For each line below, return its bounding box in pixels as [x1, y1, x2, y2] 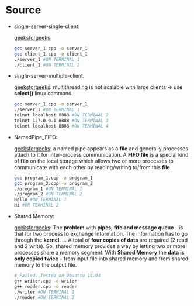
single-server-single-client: [13, 23, 80, 30]
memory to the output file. [13, 262, 77, 269]
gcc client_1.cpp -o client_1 [13, 51, 88, 57]
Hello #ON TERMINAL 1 [13, 197, 67, 202]
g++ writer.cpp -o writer [13, 278, 77, 284]
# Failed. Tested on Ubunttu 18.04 [13, 273, 101, 279]
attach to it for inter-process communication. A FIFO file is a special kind [13, 151, 189, 158]
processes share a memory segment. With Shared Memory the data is [13, 249, 185, 256]
